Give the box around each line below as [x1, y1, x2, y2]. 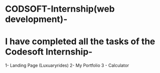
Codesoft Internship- [5, 46, 93, 57]
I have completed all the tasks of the [5, 36, 156, 47]
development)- [5, 14, 68, 25]
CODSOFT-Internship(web [5, 3, 115, 15]
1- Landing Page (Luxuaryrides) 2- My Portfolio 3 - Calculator [5, 62, 129, 69]
